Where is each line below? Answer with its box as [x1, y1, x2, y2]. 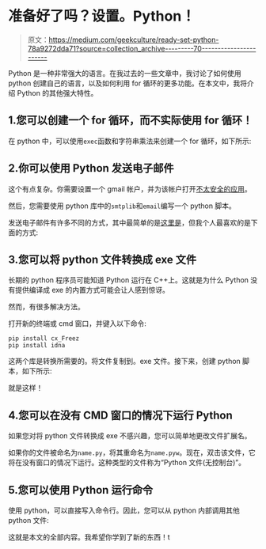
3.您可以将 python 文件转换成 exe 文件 [8, 252, 197, 266]
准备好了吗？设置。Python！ [8, 7, 196, 25]
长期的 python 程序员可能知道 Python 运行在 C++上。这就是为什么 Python [8, 275, 249, 285]
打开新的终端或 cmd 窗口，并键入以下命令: [8, 319, 146, 328]
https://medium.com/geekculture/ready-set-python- [48, 35, 219, 44]
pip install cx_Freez [8, 335, 80, 343]
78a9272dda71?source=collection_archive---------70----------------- [27, 44, 256, 53]
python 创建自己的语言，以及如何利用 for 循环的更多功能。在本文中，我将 [8, 78, 248, 88]
